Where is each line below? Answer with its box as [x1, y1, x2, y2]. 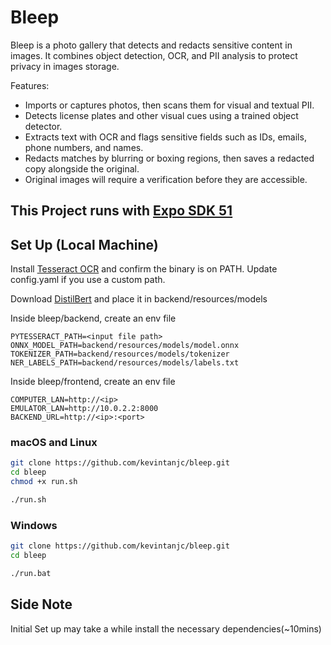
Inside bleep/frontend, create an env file [10, 376, 176, 388]
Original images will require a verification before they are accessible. [24, 173, 308, 185]
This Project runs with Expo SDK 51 [10, 202, 233, 220]
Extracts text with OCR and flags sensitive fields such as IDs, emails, [24, 131, 307, 143]
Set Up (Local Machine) [10, 236, 159, 253]
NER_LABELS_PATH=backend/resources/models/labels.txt [10, 358, 240, 368]
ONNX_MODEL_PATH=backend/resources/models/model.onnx [10, 341, 240, 351]
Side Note [10, 596, 73, 613]
